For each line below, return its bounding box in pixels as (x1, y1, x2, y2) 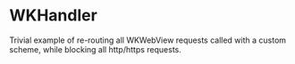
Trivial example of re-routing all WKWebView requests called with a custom (9, 35, 287, 45)
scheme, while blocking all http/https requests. (9, 44, 181, 54)
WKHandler (9, 5, 98, 26)
